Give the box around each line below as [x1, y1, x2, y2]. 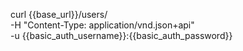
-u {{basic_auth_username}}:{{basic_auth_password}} [10, 30, 233, 41]
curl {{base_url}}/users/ [10, 9, 108, 20]
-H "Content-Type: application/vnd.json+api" [10, 19, 195, 31]
